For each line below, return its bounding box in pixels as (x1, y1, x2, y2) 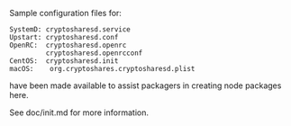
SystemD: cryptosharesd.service (9, 25, 131, 34)
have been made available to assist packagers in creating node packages (9, 80, 282, 91)
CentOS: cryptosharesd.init (9, 57, 119, 66)
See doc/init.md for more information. (9, 107, 149, 118)
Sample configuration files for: (9, 8, 122, 18)
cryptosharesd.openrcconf (45, 49, 143, 58)
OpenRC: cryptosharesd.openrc (9, 40, 127, 49)
